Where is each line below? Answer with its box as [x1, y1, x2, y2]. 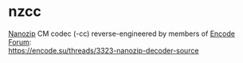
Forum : [8, 37, 32, 46]
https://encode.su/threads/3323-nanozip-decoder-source [8, 45, 199, 55]
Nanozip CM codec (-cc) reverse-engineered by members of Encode [8, 29, 235, 38]
